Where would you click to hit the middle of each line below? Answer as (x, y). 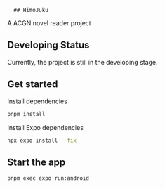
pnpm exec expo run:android (48, 178)
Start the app (37, 162)
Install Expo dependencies (46, 127)
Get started (33, 84)
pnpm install (26, 114)
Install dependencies (38, 101)
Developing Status (48, 45)
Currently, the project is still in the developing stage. (82, 62)
